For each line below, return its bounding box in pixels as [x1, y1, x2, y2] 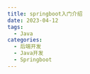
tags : [7, 23, 23, 30]
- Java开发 [13, 50, 44, 57]
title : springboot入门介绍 [7, 10, 83, 18]
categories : [7, 37, 43, 44]
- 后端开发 [13, 43, 42, 50]
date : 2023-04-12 [7, 17, 59, 24]
